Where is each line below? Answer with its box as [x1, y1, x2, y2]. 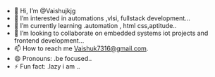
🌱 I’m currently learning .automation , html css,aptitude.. [13, 22, 177, 29]
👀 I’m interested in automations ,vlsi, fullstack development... [13, 14, 190, 22]
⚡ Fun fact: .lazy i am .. [13, 62, 80, 70]
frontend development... [13, 36, 85, 45]
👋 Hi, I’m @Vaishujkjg [13, 7, 76, 15]
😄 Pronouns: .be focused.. [13, 55, 92, 62]
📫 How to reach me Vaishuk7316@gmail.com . [13, 44, 149, 52]
